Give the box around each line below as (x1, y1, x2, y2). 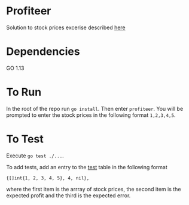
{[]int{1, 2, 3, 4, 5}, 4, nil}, (6, 175, 90, 181)
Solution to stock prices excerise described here (6, 24, 126, 31)
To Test (6, 132, 44, 145)
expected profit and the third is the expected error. (6, 192, 131, 199)
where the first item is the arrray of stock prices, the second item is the (6, 185, 181, 192)
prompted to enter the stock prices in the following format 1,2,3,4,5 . (6, 111, 176, 119)
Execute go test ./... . (6, 152, 64, 159)
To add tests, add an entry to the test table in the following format (6, 163, 167, 170)
